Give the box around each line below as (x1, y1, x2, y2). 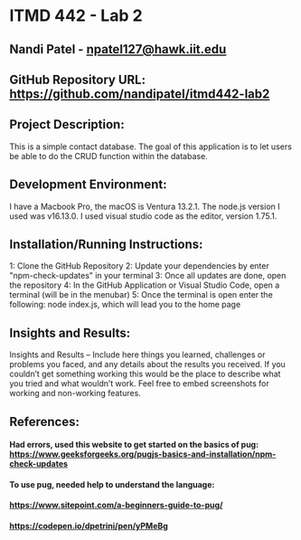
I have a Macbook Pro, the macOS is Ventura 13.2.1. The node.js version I (9, 201, 280, 212)
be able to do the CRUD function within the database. (9, 150, 208, 161)
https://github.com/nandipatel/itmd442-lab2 (9, 86, 270, 101)
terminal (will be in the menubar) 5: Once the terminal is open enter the (9, 289, 273, 300)
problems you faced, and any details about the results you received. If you (9, 359, 287, 370)
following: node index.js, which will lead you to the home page (9, 299, 241, 310)
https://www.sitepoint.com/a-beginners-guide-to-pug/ (9, 499, 223, 511)
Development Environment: (9, 177, 167, 193)
